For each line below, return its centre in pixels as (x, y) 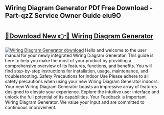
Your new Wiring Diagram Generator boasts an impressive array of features (81, 87)
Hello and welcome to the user (116, 50)
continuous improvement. (31, 107)
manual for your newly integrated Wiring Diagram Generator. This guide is (79, 55)
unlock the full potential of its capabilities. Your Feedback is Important (75, 97)
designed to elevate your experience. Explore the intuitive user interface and (82, 92)
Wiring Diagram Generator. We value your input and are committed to (75, 102)
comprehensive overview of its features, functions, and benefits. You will (79, 66)
